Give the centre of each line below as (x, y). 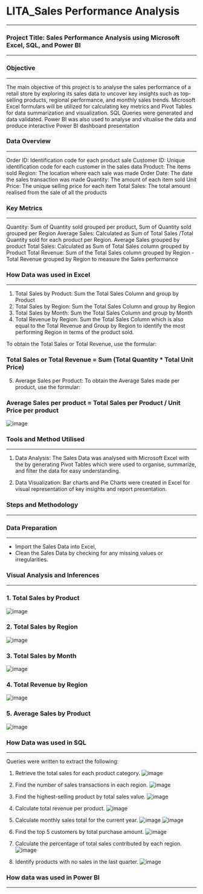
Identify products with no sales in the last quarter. (77, 861)
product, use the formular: (47, 387)
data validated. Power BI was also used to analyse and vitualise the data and (101, 119)
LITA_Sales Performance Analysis (93, 11)
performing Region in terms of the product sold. (74, 332)
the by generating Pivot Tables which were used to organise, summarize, (105, 464)
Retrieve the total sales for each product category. (77, 773)
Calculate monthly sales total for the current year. (76, 820)
